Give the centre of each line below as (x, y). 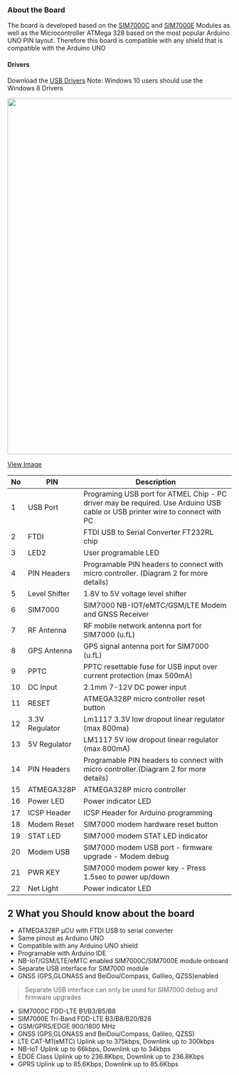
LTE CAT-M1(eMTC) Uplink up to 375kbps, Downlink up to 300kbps (116, 1042)
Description (156, 482)
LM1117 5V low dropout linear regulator (151, 739)
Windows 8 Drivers (35, 88)
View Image (25, 464)
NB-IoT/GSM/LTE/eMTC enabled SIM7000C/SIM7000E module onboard (123, 961)
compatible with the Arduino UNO (57, 48)
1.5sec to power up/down (127, 876)
